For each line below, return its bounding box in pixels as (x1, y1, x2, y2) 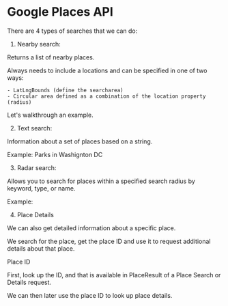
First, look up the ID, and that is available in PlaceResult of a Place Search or (7, 270, 221, 279)
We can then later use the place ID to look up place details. (7, 291, 173, 299)
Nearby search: (16, 40, 61, 48)
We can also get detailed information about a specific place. (7, 223, 176, 232)
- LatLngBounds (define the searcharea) (7, 87, 124, 94)
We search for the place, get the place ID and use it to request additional (7, 237, 211, 245)
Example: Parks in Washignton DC (7, 150, 103, 158)
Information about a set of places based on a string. (7, 137, 153, 145)
